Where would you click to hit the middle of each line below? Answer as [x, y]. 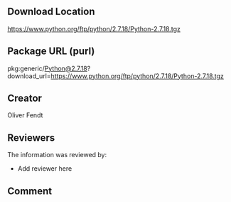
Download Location [51, 12]
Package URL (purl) [51, 52]
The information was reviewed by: [57, 155]
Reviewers [31, 138]
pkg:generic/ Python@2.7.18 [47, 68]
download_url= [29, 76]
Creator [25, 99]
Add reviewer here [45, 169]
